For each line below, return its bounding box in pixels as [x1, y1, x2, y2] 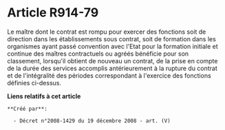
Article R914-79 [7, 5, 99, 21]
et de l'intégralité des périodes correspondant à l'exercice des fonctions [7, 71, 211, 80]
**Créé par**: [7, 105, 48, 112]
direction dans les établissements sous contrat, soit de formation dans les [7, 34, 217, 43]
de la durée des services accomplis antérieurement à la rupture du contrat [7, 64, 218, 72]
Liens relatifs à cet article [7, 91, 81, 100]
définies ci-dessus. [7, 78, 62, 87]
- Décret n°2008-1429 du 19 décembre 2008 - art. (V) [13, 117, 171, 124]
